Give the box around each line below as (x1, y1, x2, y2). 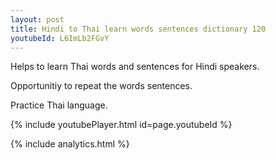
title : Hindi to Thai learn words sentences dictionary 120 (10, 24, 267, 34)
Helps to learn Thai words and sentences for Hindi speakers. (10, 61, 260, 73)
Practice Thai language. (10, 99, 108, 111)
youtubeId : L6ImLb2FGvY (10, 33, 110, 43)
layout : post (10, 14, 65, 25)
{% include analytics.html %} (10, 138, 130, 150)
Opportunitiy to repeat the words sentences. (10, 80, 193, 92)
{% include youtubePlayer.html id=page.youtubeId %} (10, 119, 233, 131)
